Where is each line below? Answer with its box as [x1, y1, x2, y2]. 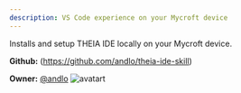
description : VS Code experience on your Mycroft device [9, 13, 228, 23]
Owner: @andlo [9, 73, 70, 84]
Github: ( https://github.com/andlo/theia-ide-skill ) [9, 55, 192, 66]
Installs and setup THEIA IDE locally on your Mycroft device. [9, 38, 233, 49]
